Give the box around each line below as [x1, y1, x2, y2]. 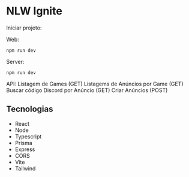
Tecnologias [6, 104, 53, 114]
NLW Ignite [6, 4, 63, 18]
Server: [6, 58, 25, 65]
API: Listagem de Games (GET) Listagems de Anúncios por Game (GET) [6, 80, 184, 87]
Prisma [14, 139, 33, 146]
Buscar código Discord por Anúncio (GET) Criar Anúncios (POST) [6, 86, 168, 94]
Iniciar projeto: [6, 24, 42, 31]
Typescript [14, 132, 42, 140]
